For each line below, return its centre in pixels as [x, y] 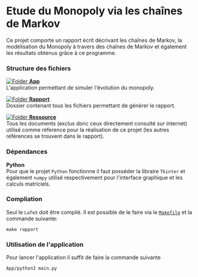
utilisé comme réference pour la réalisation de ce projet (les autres [88, 130]
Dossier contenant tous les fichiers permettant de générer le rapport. [91, 106]
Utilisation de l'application [45, 244]
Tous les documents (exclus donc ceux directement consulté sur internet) [97, 124]
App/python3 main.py [32, 269]
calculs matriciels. [28, 184]
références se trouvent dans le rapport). [55, 136]
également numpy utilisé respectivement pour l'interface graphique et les [95, 177]
